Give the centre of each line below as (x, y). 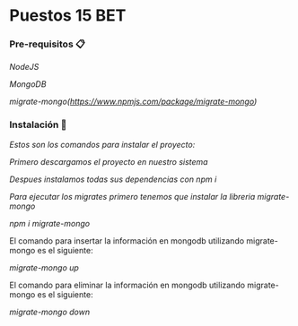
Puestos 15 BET (68, 16)
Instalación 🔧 (38, 124)
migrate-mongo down (50, 312)
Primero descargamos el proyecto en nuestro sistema (109, 161)
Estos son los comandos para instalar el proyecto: (102, 144)
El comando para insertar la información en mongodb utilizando (127, 240)
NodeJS (24, 67)
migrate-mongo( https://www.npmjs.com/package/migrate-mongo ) (133, 102)
